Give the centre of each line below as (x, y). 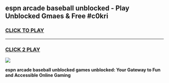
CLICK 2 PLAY (23, 49)
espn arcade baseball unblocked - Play (67, 8)
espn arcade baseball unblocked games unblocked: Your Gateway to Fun (83, 69)
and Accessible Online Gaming (38, 75)
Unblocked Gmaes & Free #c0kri (57, 16)
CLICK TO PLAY (25, 31)
